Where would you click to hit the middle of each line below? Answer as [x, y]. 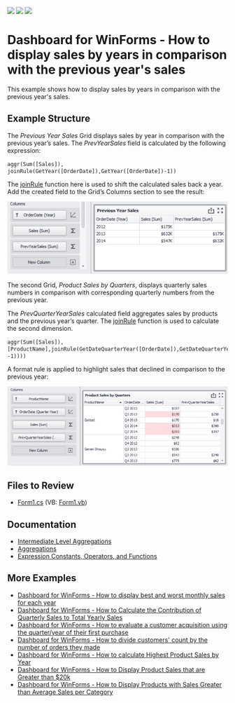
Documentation [42, 525]
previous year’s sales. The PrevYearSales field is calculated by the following [116, 143]
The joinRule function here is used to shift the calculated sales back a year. [115, 184]
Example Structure [49, 119]
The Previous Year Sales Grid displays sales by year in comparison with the [116, 135]
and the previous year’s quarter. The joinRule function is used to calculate [113, 321]
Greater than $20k [44, 677]
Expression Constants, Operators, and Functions [87, 557]
